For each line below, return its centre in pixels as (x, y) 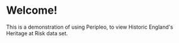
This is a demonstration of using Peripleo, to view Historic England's (90, 27)
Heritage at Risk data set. (37, 33)
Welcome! (32, 10)
